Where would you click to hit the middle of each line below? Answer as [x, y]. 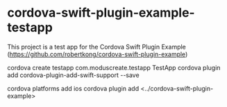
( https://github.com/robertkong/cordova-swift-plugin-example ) [98, 54]
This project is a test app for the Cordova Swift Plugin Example [96, 47]
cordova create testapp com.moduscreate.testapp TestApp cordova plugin [114, 67]
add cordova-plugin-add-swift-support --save [74, 75]
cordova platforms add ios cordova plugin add [73, 88]
